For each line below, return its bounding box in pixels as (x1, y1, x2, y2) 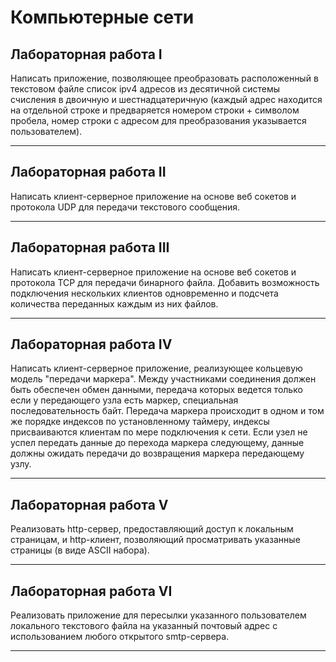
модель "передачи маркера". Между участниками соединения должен (10, 373, 317, 385)
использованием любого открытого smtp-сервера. (10, 631, 230, 643)
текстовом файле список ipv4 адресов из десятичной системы (10, 83, 281, 95)
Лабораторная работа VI (10, 582, 173, 600)
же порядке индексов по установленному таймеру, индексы (10, 416, 270, 428)
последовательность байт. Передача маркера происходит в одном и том (10, 405, 325, 417)
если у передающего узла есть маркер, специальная (10, 394, 239, 406)
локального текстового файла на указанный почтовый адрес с (10, 620, 278, 632)
